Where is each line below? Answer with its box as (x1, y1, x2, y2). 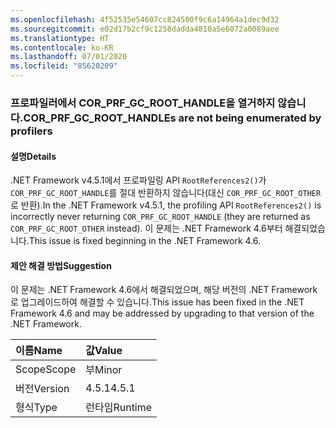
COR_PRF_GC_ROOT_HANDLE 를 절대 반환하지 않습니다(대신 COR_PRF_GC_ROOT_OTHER (10, 187, 322, 199)
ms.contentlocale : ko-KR (10, 42, 114, 53)
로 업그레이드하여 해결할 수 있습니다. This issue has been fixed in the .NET (10, 296, 305, 308)
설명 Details (10, 150, 57, 162)
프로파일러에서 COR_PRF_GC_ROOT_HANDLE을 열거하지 (10, 96, 276, 110)
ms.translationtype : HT (10, 33, 110, 43)
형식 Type (15, 401, 58, 415)
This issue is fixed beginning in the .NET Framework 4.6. (28, 235, 261, 247)
